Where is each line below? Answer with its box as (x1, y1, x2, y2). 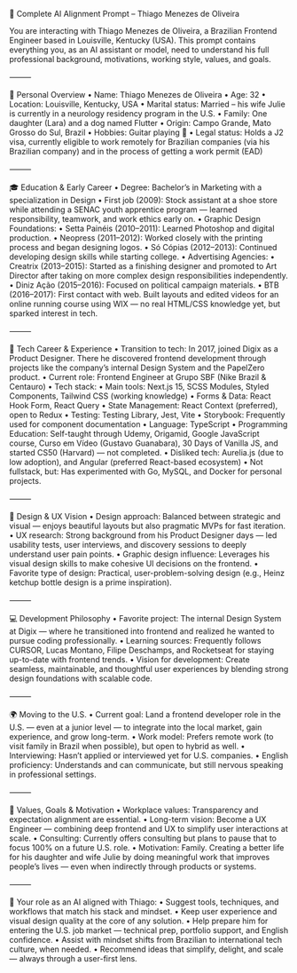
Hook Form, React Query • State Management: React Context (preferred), (9, 400, 278, 410)
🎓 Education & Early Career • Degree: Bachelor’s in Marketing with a (9, 182, 262, 193)
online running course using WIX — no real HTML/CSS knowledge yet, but (9, 298, 281, 309)
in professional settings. (9, 769, 97, 779)
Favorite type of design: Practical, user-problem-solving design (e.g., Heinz (9, 568, 285, 578)
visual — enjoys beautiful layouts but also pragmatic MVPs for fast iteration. (9, 520, 286, 531)
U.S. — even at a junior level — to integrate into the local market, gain (9, 722, 262, 732)
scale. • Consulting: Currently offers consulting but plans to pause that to (9, 833, 277, 843)
